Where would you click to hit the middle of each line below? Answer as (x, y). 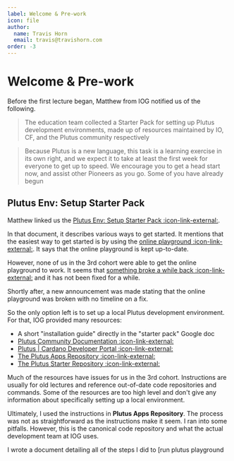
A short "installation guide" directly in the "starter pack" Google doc (116, 333)
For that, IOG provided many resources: (64, 320)
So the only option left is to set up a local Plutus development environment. (116, 312)
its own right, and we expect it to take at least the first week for (116, 158)
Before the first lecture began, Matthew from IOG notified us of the (104, 101)
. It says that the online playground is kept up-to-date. (111, 249)
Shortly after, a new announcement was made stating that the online (106, 291)
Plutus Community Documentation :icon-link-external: (96, 341)
